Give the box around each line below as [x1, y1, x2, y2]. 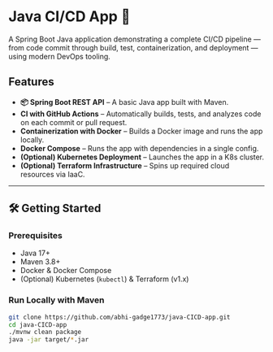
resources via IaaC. [19, 169, 85, 179]
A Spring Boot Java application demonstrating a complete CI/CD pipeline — [8, 34, 262, 44]
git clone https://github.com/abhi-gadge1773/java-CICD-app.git [8, 313, 231, 321]
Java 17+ [19, 248, 50, 259]
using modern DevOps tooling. [8, 51, 111, 61]
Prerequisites [8, 230, 63, 241]
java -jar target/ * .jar [8, 336, 89, 344]
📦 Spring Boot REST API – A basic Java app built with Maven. [19, 97, 229, 106]
